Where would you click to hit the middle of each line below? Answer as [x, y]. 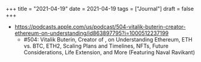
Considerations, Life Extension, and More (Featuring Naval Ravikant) [109, 52]
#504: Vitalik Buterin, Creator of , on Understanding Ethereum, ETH [108, 39]
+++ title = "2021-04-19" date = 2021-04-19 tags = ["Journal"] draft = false [100, 9]
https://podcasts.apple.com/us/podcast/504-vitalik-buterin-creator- [100, 27]
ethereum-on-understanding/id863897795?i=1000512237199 [91, 33]
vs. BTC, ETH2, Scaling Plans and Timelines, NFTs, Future [96, 46]
